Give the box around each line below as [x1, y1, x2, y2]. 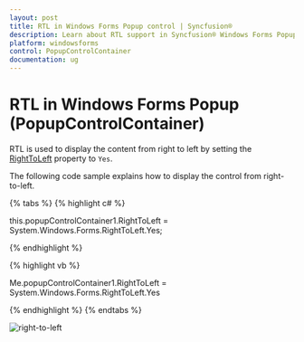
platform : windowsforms [9, 38, 100, 48]
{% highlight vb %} [9, 260, 81, 271]
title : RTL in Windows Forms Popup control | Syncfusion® [9, 22, 233, 31]
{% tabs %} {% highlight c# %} [9, 197, 126, 208]
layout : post [9, 13, 59, 23]
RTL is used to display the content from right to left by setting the [9, 143, 252, 154]
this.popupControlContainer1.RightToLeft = [9, 214, 169, 226]
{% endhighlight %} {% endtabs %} [9, 304, 142, 315]
